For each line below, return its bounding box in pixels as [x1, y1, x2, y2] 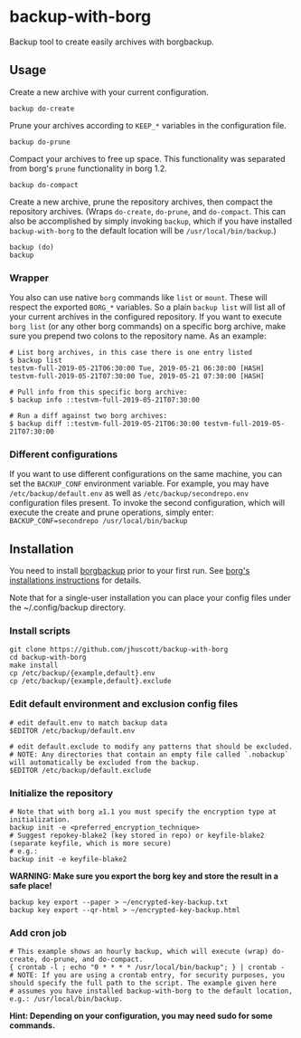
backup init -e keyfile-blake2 [9, 855, 127, 864]
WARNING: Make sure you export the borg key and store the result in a [9, 871, 278, 881]
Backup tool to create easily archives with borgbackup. [9, 36, 214, 47]
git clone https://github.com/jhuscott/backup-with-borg [9, 645, 229, 654]
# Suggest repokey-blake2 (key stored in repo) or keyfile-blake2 [9, 831, 265, 841]
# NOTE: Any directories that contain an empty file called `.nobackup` [9, 749, 289, 759]
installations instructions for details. [9, 575, 142, 586]
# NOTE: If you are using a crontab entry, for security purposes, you [9, 971, 285, 980]
